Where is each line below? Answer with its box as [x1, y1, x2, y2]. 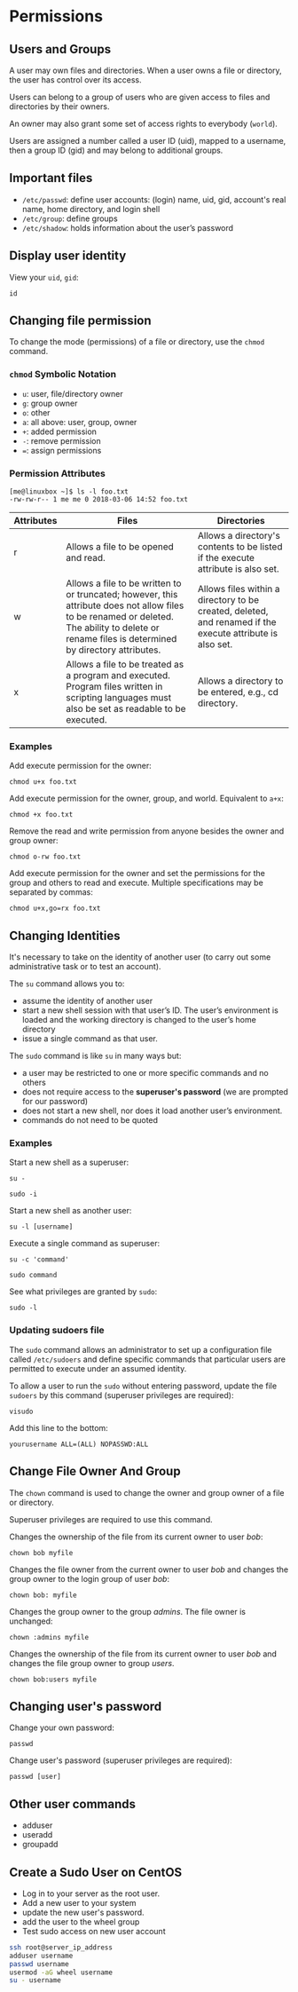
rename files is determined [66, 633, 177, 645]
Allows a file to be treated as [66, 659, 184, 671]
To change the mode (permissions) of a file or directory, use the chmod [9, 336, 265, 347]
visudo [9, 1407, 34, 1416]
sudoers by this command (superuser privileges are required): [9, 1389, 234, 1400]
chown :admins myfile [9, 1632, 90, 1641]
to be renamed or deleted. [66, 611, 175, 623]
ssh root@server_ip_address [9, 1942, 114, 1952]
